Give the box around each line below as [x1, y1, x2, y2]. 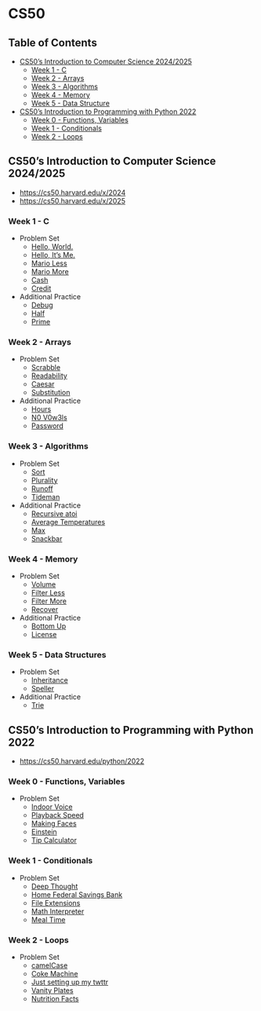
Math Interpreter [31, 907, 85, 916]
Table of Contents [8, 36, 98, 49]
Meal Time [31, 914, 66, 924]
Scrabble [31, 363, 61, 372]
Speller [31, 684, 55, 694]
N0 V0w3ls [31, 413, 68, 423]
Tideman [31, 492, 60, 501]
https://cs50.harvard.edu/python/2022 [19, 756, 145, 766]
